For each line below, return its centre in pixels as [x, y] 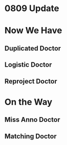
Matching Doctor [31, 136]
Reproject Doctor [31, 81]
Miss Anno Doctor [32, 120]
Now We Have [33, 31]
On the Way [28, 102]
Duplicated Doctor [33, 48]
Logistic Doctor [28, 65]
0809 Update [32, 8]
